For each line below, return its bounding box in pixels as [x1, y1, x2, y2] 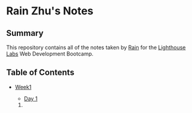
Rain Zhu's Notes [6, 4, 94, 18]
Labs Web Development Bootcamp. [6, 50, 94, 57]
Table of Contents [6, 68, 75, 78]
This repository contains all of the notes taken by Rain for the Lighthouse [6, 44, 186, 51]
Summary [6, 28, 44, 38]
